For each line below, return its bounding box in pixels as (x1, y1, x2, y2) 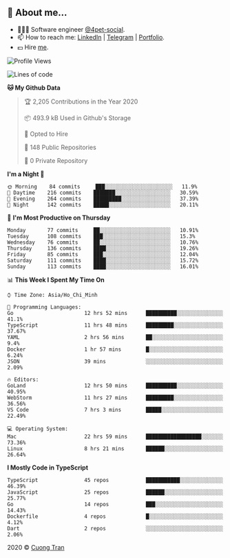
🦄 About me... (7, 7, 67, 19)
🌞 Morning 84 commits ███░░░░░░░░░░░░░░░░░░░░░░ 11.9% (7, 183, 198, 190)
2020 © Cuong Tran (7, 543, 65, 551)
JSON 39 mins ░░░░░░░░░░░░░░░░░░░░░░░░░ (7, 358, 224, 365)
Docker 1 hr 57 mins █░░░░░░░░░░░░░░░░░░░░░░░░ (7, 346, 224, 353)
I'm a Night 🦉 (7, 170, 45, 178)
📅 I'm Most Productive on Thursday (7, 213, 111, 222)
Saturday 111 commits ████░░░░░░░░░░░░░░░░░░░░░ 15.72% (7, 257, 198, 264)
